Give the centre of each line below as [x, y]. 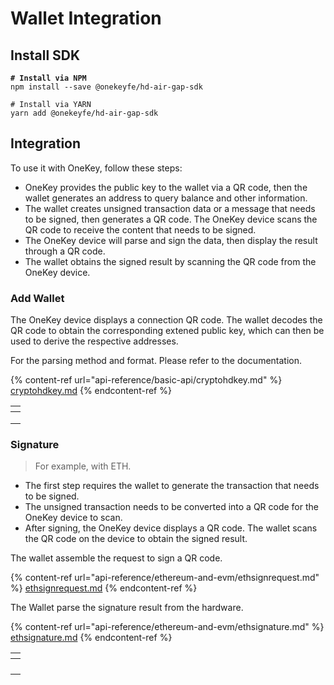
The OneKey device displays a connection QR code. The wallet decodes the [166, 320]
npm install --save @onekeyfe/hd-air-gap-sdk [106, 87]
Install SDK [45, 55]
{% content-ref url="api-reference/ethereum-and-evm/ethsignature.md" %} [167, 627]
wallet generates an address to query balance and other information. [166, 198]
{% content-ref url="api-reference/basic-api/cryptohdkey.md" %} [146, 380]
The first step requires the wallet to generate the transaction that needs [172, 486]
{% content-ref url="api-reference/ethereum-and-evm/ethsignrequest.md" [165, 578]
